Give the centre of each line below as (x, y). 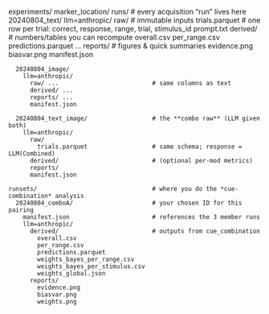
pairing (21, 210)
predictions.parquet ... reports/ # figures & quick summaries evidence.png (131, 46)
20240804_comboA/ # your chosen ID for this (129, 203)
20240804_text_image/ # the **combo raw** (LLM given (138, 118)
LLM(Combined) (32, 154)
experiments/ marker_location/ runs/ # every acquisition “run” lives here (127, 12)
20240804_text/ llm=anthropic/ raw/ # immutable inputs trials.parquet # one (134, 20)
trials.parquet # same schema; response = (140, 147)
